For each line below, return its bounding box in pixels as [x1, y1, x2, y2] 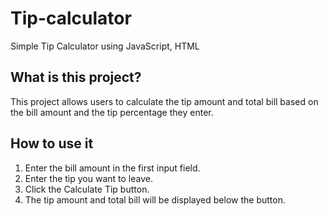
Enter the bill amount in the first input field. [24, 162, 201, 174]
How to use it [10, 135, 94, 152]
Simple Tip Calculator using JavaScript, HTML [10, 40, 200, 52]
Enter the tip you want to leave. [24, 172, 153, 184]
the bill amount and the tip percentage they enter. [10, 106, 214, 118]
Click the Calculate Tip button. [24, 183, 150, 195]
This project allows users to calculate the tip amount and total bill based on [10, 95, 319, 107]
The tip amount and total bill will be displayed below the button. [24, 193, 286, 206]
